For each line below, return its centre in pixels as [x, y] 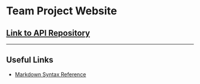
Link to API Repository [48, 33]
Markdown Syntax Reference [50, 74]
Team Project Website [62, 11]
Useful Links [30, 60]
